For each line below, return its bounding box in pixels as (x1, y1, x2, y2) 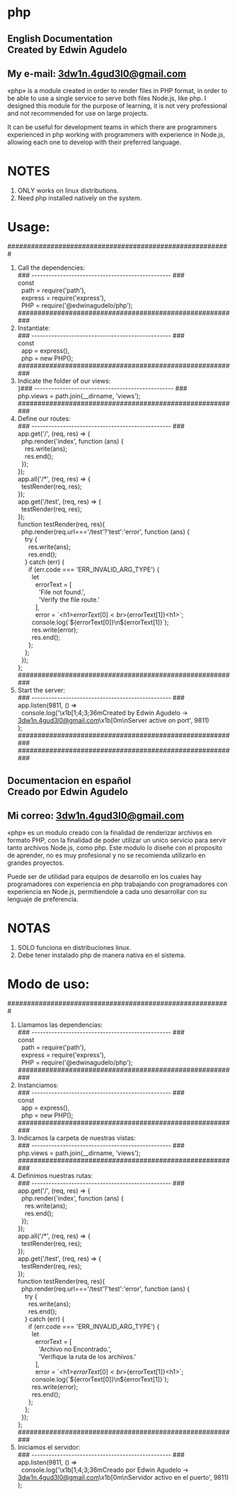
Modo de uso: (7, 976, 90, 992)
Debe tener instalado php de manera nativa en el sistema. (17, 951, 186, 959)
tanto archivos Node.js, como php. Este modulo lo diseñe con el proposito (7, 843, 223, 852)
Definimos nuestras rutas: (17, 1172, 93, 1180)
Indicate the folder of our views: (17, 377, 111, 386)
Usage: (7, 219, 51, 235)
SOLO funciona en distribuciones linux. (17, 944, 132, 952)
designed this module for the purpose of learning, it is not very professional (7, 102, 228, 110)
